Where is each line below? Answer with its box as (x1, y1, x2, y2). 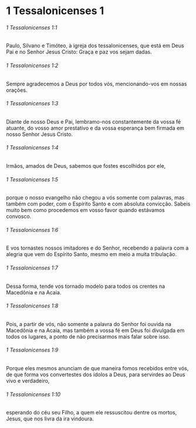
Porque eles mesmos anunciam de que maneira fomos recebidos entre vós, (6, 365, 189, 372)
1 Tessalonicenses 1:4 (6, 144, 59, 151)
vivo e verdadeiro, (6, 377, 50, 384)
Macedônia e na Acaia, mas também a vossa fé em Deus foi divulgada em (6, 327, 185, 334)
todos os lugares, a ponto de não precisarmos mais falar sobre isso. (6, 333, 170, 340)
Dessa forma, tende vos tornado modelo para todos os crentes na (6, 283, 165, 290)
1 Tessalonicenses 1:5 (6, 175, 59, 183)
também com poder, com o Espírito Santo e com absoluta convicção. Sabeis (6, 200, 191, 207)
